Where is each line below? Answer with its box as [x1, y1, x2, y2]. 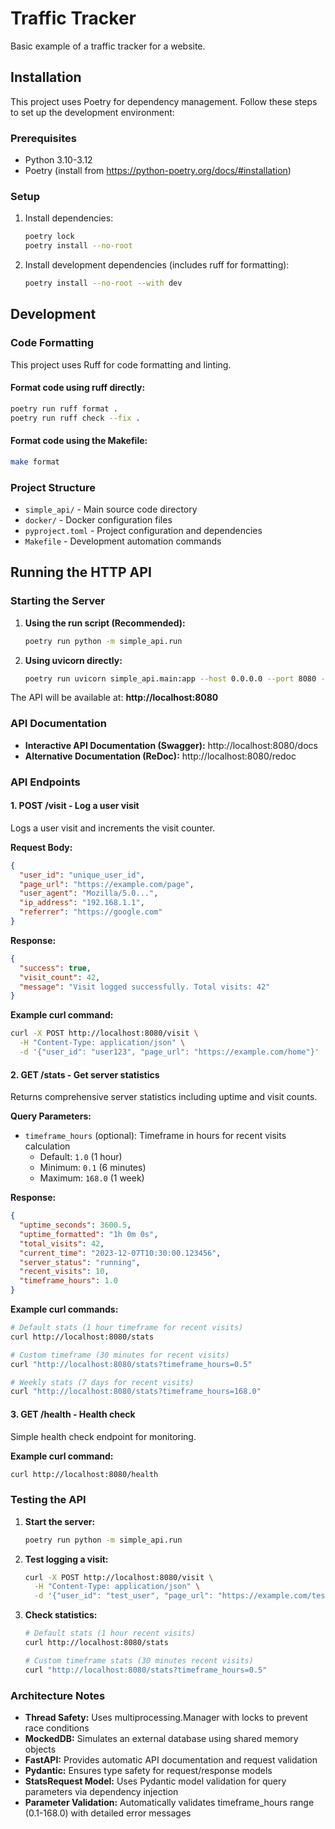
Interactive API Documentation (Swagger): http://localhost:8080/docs [24, 739, 318, 751]
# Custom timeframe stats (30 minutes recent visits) [24, 1655, 254, 1666]
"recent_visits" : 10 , [19, 1267, 110, 1277]
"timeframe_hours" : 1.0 [19, 1276, 118, 1286]
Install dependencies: [24, 212, 114, 224]
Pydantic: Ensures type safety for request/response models [24, 1764, 273, 1776]
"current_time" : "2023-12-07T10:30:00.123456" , [19, 1248, 222, 1258]
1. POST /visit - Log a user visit [10, 800, 140, 812]
